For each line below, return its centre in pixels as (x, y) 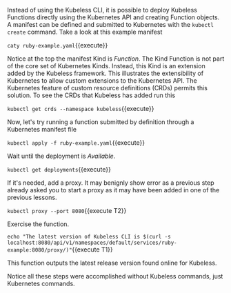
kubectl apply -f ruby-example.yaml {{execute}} (76, 143)
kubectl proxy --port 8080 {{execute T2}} (67, 211)
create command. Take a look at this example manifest (85, 32)
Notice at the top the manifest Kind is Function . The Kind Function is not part (116, 59)
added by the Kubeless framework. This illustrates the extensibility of (106, 73)
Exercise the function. (38, 224)
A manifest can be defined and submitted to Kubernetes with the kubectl (110, 24)
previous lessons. (32, 197)
